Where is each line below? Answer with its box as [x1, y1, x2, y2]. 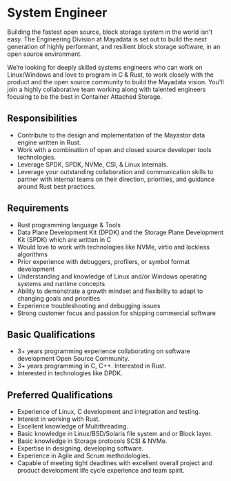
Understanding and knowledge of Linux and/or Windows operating [17, 272, 207, 281]
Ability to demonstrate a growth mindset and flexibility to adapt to [17, 287, 203, 295]
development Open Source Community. [17, 355, 130, 363]
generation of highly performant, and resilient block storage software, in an [7, 42, 221, 50]
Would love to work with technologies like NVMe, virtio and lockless [17, 243, 210, 251]
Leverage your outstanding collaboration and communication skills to [17, 167, 214, 176]
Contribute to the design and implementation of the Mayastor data [17, 131, 205, 139]
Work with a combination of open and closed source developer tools [17, 145, 212, 153]
